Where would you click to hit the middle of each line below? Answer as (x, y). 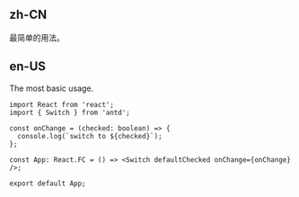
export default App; (48, 184)
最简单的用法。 (37, 37)
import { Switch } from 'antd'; (70, 112)
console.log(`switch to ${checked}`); (90, 136)
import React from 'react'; (62, 104)
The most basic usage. (52, 88)
